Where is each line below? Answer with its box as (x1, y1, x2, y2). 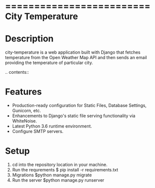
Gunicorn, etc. (12, 108, 41, 114)
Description (5, 33, 54, 44)
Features (5, 86, 42, 98)
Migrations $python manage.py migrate (12, 172, 92, 178)
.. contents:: (5, 69, 29, 75)
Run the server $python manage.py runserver (12, 177, 105, 183)
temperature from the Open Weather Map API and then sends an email (5, 55, 147, 61)
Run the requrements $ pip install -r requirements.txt (12, 167, 118, 172)
